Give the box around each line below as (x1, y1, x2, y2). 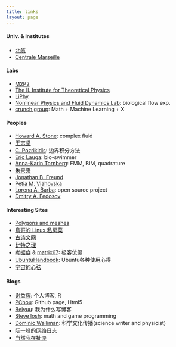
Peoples (6, 119, 27, 126)
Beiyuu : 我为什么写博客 (14, 305, 72, 312)
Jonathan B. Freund (14, 174, 64, 181)
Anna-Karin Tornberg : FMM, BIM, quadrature (14, 160, 125, 167)
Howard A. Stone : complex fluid (14, 132, 93, 140)
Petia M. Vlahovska (14, 180, 63, 187)
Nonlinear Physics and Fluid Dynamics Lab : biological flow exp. (14, 99, 171, 106)
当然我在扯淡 (14, 334, 47, 341)
